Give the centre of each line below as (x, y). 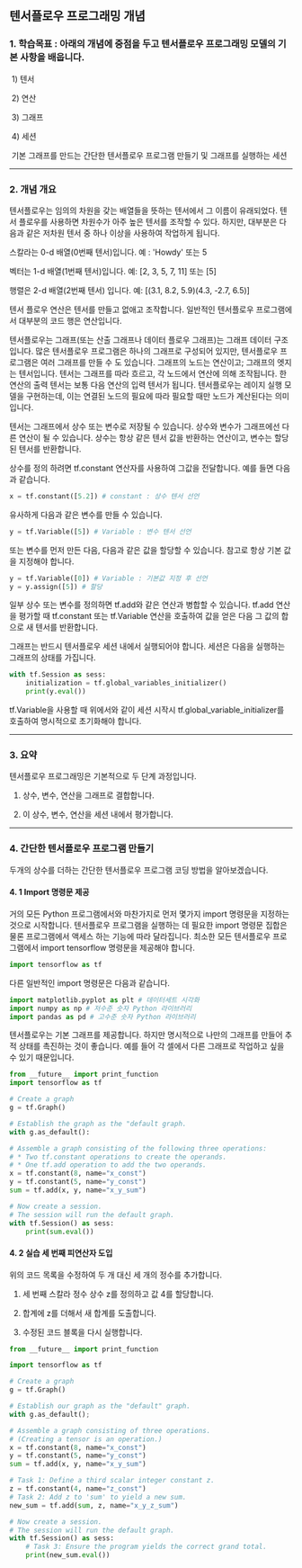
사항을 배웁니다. (52, 58)
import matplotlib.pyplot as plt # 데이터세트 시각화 (105, 1000)
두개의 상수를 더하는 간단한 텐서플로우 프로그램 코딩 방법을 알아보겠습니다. (139, 870)
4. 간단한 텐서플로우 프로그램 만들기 (82, 848)
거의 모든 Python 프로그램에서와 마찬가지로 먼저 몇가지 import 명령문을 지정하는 (150, 914)
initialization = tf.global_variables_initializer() (126, 683)
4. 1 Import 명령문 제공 (49, 892)
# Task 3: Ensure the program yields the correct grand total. (147, 1547)
